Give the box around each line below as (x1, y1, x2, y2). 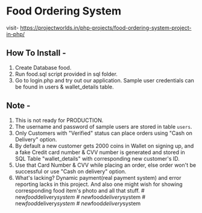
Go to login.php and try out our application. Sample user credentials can (14, 76, 194, 84)
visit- (6, 24, 19, 31)
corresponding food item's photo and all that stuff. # (14, 187, 145, 194)
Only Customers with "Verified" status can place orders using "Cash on (14, 129, 193, 137)
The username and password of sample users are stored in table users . (14, 123, 192, 130)
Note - (6, 100, 31, 111)
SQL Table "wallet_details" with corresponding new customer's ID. (14, 155, 180, 162)
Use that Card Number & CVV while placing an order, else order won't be (14, 161, 197, 168)
